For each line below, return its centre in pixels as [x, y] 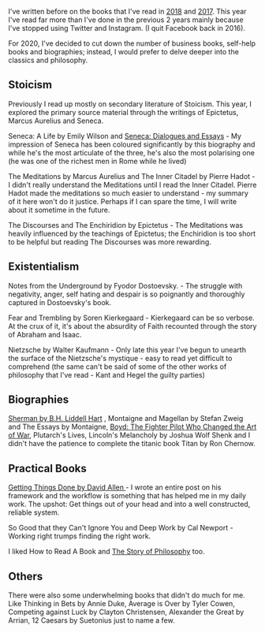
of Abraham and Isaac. [45, 334]
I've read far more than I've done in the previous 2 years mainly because [126, 20]
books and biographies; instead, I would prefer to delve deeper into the [123, 52]
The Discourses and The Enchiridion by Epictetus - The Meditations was [125, 225]
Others [26, 576]
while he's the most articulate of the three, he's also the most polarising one [131, 152]
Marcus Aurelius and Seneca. [56, 121]
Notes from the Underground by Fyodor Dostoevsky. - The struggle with [125, 285]
